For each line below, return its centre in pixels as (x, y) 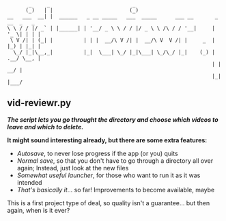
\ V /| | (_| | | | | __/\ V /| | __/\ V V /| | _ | (112, 40)
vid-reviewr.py (39, 103)
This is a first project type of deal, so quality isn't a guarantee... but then (109, 203)
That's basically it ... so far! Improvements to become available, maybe (116, 190)
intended (29, 182)
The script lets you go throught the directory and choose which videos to (113, 119)
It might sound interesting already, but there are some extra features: (107, 140)
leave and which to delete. (45, 127)
